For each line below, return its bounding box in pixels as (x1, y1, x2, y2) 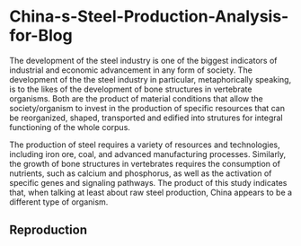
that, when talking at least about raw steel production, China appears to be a (9, 187, 293, 198)
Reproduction (9, 223, 88, 238)
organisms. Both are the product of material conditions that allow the (9, 92, 263, 104)
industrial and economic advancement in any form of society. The (9, 65, 253, 75)
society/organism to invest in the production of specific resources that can (9, 102, 286, 113)
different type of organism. (9, 196, 109, 207)
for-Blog (9, 25, 74, 46)
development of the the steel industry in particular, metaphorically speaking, (9, 74, 292, 84)
